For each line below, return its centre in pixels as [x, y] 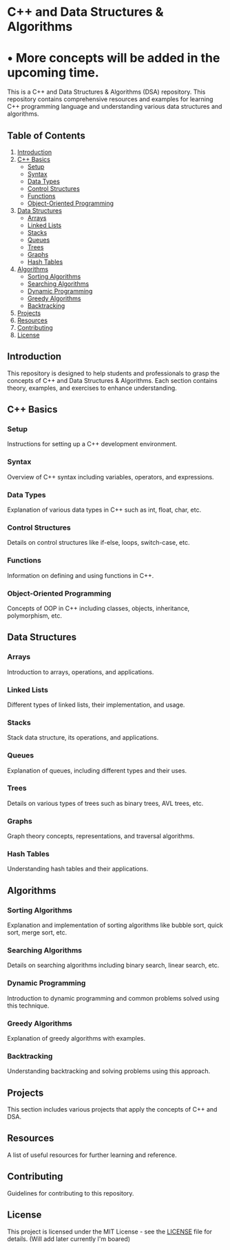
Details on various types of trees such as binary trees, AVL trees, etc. [105, 803]
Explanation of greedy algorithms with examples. [76, 1038]
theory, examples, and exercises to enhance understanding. [92, 388]
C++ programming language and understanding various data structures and [115, 107]
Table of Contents [46, 135]
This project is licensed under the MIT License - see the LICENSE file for [109, 1231]
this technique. [28, 1006]
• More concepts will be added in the [114, 58]
